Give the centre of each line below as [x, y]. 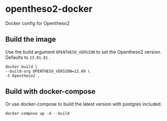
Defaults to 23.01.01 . [28, 57]
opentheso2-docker [49, 9]
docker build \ [22, 67]
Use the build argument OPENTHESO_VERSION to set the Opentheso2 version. [83, 51]
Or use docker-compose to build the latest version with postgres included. [84, 104]
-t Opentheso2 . [23, 76]
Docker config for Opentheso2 [38, 23]
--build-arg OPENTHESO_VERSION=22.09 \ [48, 71]
